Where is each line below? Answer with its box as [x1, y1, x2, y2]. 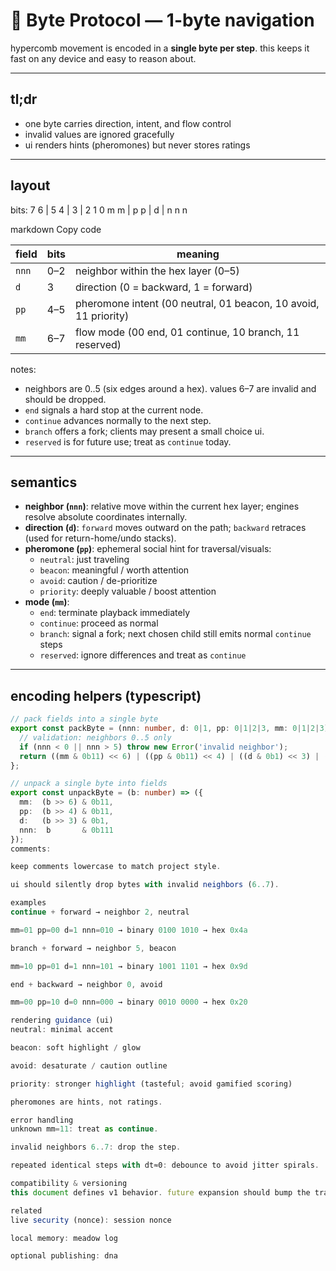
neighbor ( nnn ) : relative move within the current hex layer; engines [24, 500, 300, 513]
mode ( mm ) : [24, 596, 70, 608]
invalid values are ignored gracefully [24, 128, 175, 140]
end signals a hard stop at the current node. [24, 404, 204, 416]
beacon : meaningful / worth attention [39, 564, 190, 576]
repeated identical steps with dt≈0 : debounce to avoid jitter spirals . [10, 1160, 320, 1171]
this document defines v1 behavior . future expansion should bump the [10, 1187, 311, 1198]
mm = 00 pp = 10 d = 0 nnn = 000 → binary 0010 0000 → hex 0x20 [10, 997, 248, 1008]
